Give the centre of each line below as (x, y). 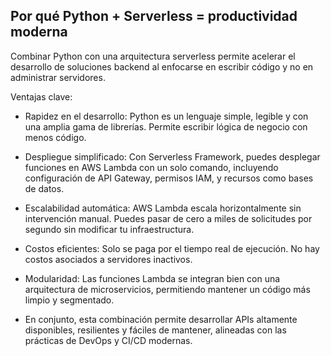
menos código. (55, 137)
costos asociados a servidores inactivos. (108, 259)
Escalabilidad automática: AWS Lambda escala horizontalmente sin (163, 208)
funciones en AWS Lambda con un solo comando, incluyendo (151, 167)
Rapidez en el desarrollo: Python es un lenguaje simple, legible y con (166, 116)
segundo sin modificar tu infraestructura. (109, 229)
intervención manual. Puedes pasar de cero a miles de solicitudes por (168, 218)
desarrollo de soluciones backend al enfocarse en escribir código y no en (162, 66)
